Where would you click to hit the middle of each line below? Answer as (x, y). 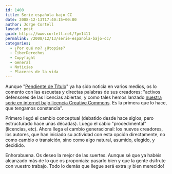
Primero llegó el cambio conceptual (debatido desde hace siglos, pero (80, 118)
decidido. (15, 145)
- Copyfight (23, 58)
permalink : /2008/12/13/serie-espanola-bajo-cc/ (58, 39)
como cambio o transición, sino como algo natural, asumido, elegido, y (80, 140)
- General (20, 62)
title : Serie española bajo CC (39, 15)
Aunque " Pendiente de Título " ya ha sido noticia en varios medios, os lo (81, 86)
